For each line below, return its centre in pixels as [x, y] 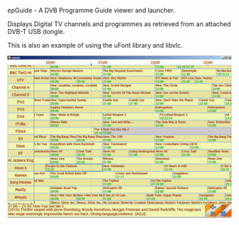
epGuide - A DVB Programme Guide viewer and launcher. [91, 10]
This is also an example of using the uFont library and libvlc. [95, 45]
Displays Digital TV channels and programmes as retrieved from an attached [119, 24]
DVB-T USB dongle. [36, 32]
